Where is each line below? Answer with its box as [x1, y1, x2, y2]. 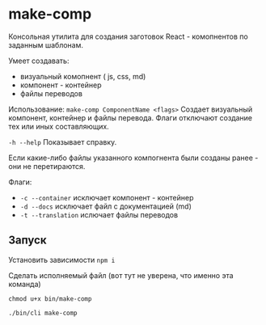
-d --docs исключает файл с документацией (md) [19, 201, 192, 211]
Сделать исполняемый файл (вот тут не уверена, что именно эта [8, 270, 234, 280]
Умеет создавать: [8, 56, 70, 65]
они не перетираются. [8, 161, 86, 171]
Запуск [8, 234, 47, 247]
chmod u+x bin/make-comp [8, 294, 92, 303]
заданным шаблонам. [8, 40, 83, 49]
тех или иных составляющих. [8, 121, 109, 131]
